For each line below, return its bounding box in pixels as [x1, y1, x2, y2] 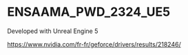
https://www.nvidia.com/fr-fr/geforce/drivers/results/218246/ [7, 40, 181, 48]
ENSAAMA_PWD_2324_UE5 [7, 4, 171, 20]
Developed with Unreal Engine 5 [7, 27, 98, 35]
